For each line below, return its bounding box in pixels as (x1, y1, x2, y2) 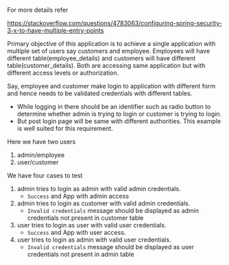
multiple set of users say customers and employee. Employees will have (7, 47, 210, 55)
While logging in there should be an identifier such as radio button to (16, 103, 211, 110)
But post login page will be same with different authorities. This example (16, 117, 221, 125)
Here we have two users (7, 138, 76, 146)
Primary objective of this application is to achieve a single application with (7, 40, 216, 47)
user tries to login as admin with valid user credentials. (16, 236, 171, 244)
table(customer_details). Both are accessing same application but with (7, 62, 206, 69)
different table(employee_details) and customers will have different (7, 54, 196, 62)
